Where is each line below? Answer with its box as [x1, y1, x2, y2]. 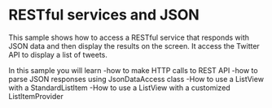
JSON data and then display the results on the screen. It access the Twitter [8, 41, 261, 50]
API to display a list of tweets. [8, 50, 108, 59]
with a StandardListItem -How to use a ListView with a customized [8, 83, 230, 93]
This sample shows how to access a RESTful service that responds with [8, 32, 250, 42]
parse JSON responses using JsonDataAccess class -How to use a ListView [8, 74, 265, 84]
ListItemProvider [8, 91, 64, 101]
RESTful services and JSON [8, 6, 200, 24]
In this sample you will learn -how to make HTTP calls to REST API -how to [8, 65, 258, 75]
